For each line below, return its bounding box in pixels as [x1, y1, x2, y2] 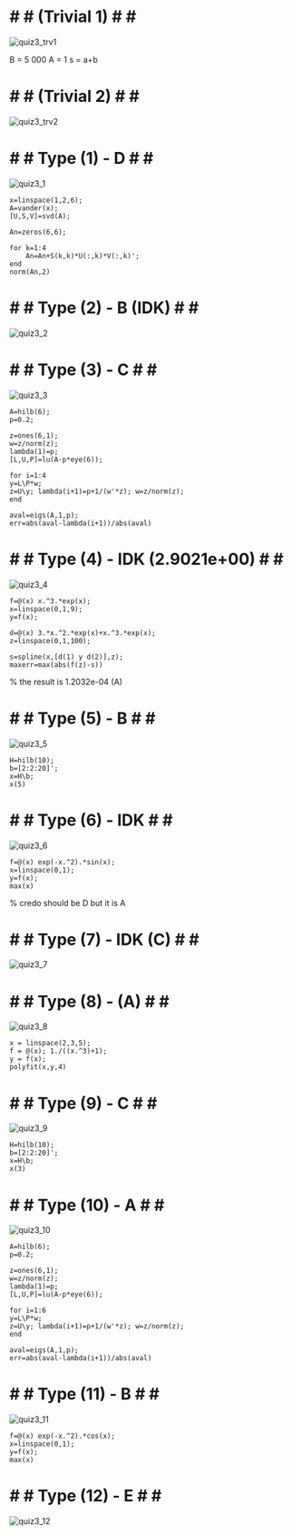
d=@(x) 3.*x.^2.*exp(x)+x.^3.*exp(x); [9, 628, 156, 638]
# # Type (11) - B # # [9, 1384, 161, 1405]
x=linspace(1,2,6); [9, 196, 83, 205]
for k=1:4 [9, 243, 47, 252]
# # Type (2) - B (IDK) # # [9, 298, 200, 318]
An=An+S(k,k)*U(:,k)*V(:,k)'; [25, 251, 141, 260]
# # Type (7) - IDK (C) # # [9, 929, 200, 950]
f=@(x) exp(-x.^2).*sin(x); [9, 857, 116, 866]
